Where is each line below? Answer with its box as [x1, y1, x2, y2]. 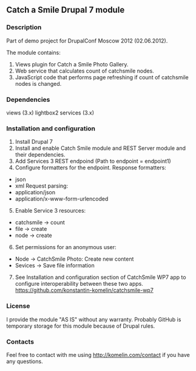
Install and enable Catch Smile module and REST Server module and [15, 144, 186, 152]
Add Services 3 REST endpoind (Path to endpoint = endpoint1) [15, 158, 171, 165]
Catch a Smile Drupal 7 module [6, 5, 125, 15]
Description [6, 23, 42, 32]
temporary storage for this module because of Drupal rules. [6, 322, 155, 330]
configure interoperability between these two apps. [15, 280, 144, 288]
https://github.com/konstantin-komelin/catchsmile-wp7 [15, 286, 154, 294]
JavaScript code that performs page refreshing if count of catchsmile [15, 73, 189, 81]
